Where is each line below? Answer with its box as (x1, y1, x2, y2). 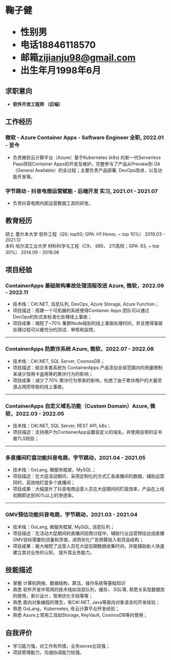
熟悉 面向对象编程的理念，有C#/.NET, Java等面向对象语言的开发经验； (12, 599, 160, 605)
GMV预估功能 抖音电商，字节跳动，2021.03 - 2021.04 (5, 511, 138, 518)
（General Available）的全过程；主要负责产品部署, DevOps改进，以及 (12, 167, 158, 173)
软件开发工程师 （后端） (12, 101, 64, 107)
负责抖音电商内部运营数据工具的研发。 (12, 200, 93, 206)
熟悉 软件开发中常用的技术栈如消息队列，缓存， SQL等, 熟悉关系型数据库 (12, 586, 165, 593)
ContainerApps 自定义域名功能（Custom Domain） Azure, (5, 402, 149, 409)
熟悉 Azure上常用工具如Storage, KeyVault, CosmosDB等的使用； (12, 612, 148, 618)
